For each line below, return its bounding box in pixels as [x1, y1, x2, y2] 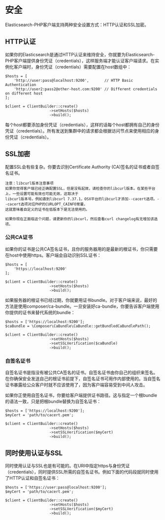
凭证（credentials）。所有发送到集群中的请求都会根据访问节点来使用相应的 [5, 128, 155, 133]
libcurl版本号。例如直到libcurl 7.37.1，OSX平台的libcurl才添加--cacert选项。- [5, 196, 160, 201]
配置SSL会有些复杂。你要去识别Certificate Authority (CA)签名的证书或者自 [5, 163, 156, 170]
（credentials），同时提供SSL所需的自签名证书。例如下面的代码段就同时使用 [5, 469, 159, 475]
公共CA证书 [5, 234, 33, 241]
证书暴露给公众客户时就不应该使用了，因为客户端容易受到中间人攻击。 [5, 382, 148, 388]
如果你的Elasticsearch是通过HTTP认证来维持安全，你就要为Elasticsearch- [5, 51, 155, 57]
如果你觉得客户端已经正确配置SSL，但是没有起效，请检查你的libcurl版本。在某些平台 [5, 186, 156, 191]
